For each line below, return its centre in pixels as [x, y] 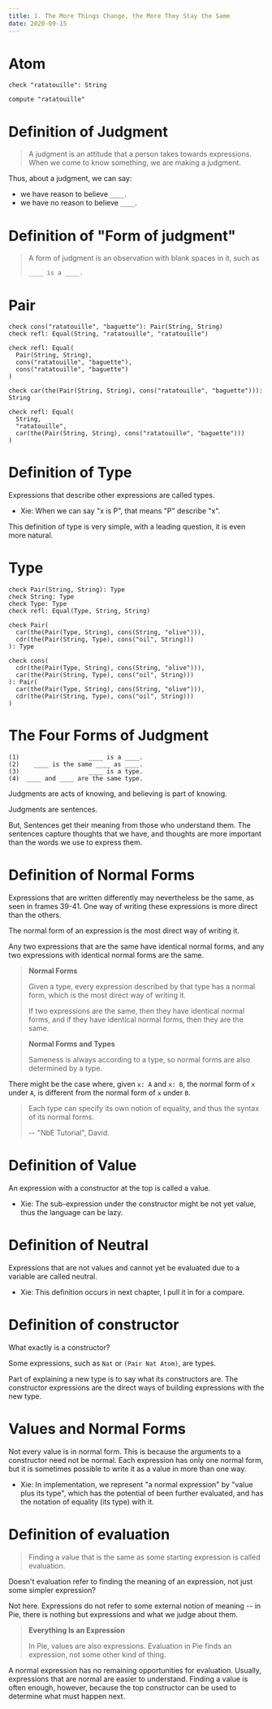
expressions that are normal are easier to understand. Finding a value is [128, 1679]
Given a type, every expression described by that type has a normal [142, 986]
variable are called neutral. [53, 1276]
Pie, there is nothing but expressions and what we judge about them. [123, 1614]
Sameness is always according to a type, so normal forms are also [139, 1060]
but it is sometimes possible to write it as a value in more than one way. [127, 1469]
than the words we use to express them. [76, 842]
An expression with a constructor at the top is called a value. [110, 1188]
